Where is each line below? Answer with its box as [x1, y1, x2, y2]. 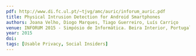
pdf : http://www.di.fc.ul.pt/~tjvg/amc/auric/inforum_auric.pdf [6, 8, 166, 15]
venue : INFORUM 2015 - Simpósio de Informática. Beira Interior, [6, 24, 168, 31]
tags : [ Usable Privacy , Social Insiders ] [6, 41, 108, 47]
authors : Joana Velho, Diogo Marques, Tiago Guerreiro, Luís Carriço [6, 19, 179, 25]
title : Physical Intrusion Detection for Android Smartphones [6, 14, 160, 20]
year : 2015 [6, 30, 33, 36]
